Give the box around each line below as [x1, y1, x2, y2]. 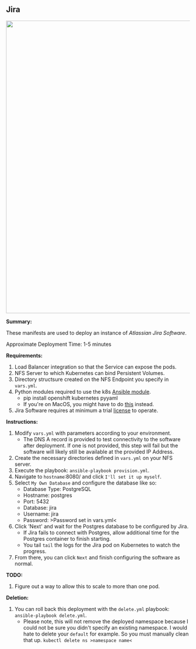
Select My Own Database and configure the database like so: [14, 479, 157, 486]
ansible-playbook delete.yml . [14, 612, 87, 619]
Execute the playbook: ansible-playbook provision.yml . [14, 466, 150, 473]
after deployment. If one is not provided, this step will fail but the [23, 442, 178, 449]
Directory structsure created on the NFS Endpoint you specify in [14, 376, 169, 383]
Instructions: [6, 418, 38, 425]
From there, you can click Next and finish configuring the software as [14, 554, 180, 561]
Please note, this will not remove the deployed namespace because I [23, 617, 188, 625]
